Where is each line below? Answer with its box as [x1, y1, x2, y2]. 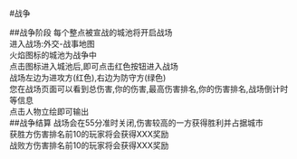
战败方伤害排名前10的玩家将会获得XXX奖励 [9, 140, 169, 151]
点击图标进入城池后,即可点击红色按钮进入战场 [9, 61, 179, 71]
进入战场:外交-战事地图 [9, 39, 95, 49]
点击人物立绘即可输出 [9, 107, 89, 117]
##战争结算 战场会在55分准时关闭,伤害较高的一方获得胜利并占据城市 [9, 117, 264, 128]
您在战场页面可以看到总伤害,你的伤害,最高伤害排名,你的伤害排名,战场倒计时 [9, 84, 289, 94]
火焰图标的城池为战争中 [9, 50, 97, 61]
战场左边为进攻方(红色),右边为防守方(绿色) [9, 72, 167, 83]
